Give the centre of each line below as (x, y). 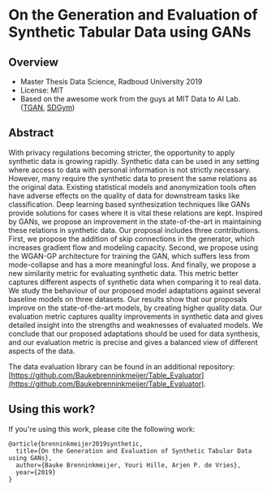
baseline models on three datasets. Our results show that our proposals (128, 299)
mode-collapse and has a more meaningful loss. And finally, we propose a (132, 265)
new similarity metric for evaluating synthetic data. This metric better (124, 273)
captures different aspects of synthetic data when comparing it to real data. (135, 282)
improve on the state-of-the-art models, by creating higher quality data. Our (135, 308)
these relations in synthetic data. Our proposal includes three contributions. (135, 230)
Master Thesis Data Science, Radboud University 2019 (111, 82)
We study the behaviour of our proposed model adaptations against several (135, 291)
